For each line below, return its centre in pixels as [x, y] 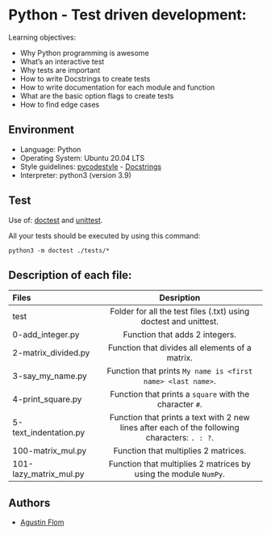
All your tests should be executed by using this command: [104, 235]
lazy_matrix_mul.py [48, 474]
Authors [29, 503]
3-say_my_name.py [50, 376]
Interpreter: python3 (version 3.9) [75, 175]
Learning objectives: [42, 37]
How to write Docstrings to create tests [85, 78]
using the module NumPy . [180, 474]
